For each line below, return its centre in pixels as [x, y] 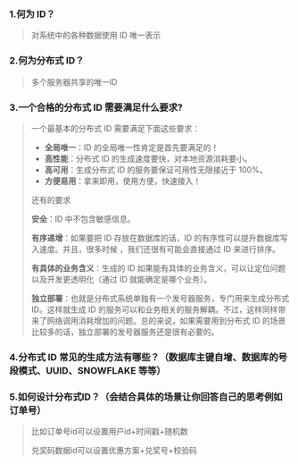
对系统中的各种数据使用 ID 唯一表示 [96, 35]
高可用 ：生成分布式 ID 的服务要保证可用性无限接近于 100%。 [156, 169]
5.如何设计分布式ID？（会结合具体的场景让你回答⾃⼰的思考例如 [146, 397]
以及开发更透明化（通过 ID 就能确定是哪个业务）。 [121, 279]
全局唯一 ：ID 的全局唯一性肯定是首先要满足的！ [132, 147]
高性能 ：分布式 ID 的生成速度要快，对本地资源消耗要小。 [148, 158]
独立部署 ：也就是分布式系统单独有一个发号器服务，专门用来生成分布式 [160, 298]
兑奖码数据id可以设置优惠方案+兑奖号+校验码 [114, 451]
